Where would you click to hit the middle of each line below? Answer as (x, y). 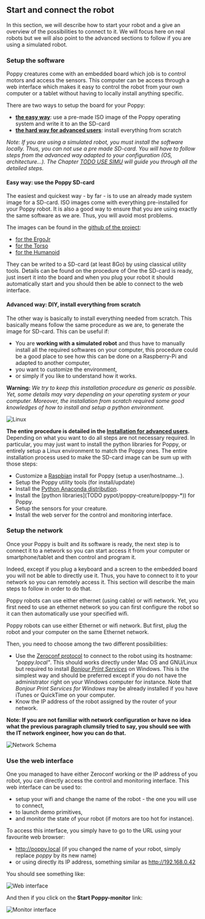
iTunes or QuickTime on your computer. (65, 695)
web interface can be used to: (44, 787)
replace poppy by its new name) (56, 856)
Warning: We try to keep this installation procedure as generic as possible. (101, 388)
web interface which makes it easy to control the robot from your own (95, 87)
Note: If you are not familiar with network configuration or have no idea (99, 720)
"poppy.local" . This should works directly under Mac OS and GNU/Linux (106, 662)
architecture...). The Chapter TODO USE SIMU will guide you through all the (102, 162)
